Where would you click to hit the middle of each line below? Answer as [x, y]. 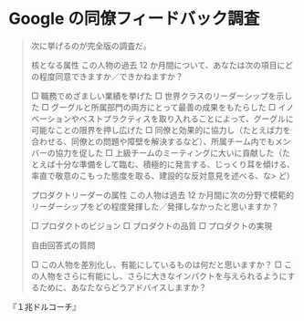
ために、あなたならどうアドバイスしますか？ [123, 287]
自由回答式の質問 [63, 245]
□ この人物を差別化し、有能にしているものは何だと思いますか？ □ [156, 264]
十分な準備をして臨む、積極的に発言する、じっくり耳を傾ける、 [175, 164]
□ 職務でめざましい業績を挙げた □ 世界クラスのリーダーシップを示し [162, 96]
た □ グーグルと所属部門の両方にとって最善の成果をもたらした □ [153, 107]
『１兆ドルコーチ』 [45, 306]
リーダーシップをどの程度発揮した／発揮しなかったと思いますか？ [155, 206]
